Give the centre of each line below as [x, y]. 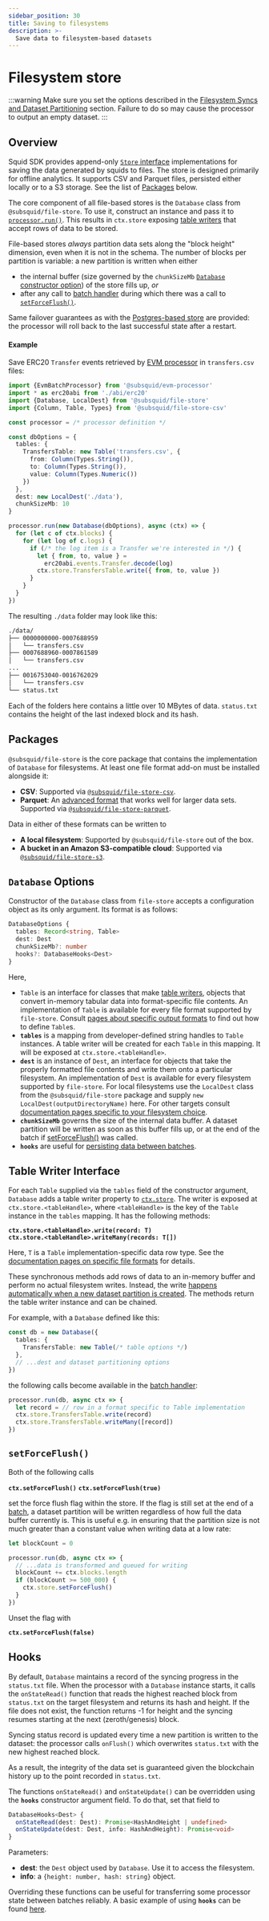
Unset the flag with [40, 1618]
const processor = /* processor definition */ [87, 422]
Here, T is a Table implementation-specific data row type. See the [116, 1253]
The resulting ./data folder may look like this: [83, 615]
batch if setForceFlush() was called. [79, 1137]
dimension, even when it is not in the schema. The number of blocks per [127, 252]
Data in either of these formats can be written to [87, 824]
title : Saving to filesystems [59, 23]
